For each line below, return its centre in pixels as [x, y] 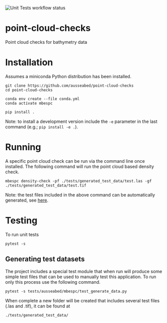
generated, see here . [27, 200]
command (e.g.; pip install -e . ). [42, 126]
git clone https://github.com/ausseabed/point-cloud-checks [70, 86]
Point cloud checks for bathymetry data [46, 42]
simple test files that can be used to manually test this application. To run [81, 277]
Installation [29, 62]
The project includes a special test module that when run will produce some [84, 271]
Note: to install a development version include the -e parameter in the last [81, 121]
